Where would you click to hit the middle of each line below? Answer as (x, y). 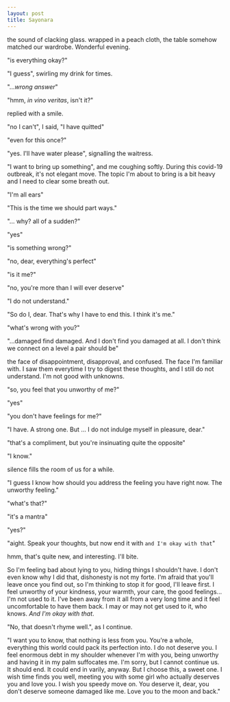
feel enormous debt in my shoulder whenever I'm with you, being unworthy (113, 655)
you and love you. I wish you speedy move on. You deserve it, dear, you (108, 683)
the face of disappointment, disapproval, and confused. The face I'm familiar (115, 361)
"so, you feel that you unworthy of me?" (63, 389)
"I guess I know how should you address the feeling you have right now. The (115, 482)
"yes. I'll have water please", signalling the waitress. (80, 153)
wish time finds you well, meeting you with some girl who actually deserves (114, 677)
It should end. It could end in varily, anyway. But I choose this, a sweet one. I (115, 669)
